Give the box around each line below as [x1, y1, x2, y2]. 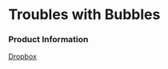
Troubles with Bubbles [8, 6, 161, 24]
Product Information [8, 34, 89, 45]
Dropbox [8, 52, 38, 61]
